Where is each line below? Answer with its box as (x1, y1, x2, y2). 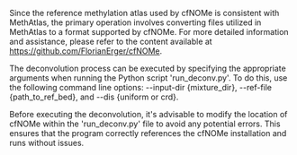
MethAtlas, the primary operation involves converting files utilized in (9, 17, 262, 28)
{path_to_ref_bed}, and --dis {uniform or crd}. (9, 91, 179, 102)
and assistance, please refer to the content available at (9, 36, 213, 47)
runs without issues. (9, 138, 85, 148)
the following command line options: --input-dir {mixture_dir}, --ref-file (9, 82, 273, 92)
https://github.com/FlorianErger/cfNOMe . (9, 46, 163, 56)
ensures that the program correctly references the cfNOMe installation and (9, 128, 287, 138)
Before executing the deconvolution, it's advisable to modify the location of (9, 109, 288, 119)
